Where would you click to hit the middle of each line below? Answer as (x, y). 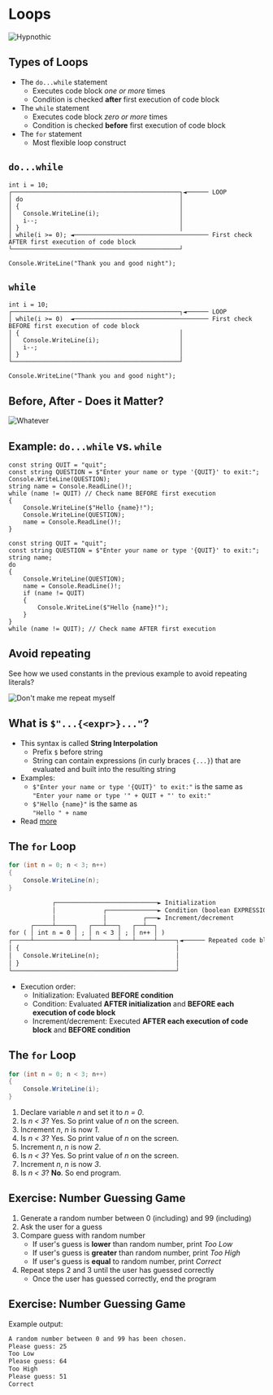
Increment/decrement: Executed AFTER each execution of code (140, 1021)
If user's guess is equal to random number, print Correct (127, 1261)
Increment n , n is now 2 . (61, 1147)
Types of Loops (48, 62)
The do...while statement (64, 81)
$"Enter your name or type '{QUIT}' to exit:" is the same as (138, 786)
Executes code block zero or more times (100, 116)
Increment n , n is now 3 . (61, 1164)
